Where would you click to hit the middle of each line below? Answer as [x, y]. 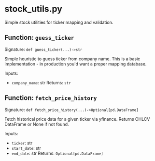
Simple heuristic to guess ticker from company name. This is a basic [72, 59]
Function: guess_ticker [39, 38]
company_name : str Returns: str [41, 82]
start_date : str [26, 148]
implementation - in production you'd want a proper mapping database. [76, 64]
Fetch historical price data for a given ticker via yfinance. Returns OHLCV [77, 119]
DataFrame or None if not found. [37, 124]
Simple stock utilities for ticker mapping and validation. [59, 22]
